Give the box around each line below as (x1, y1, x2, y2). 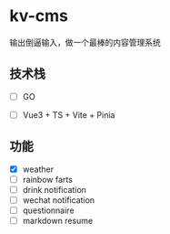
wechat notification (22, 194, 95, 206)
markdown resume (22, 216, 94, 226)
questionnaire (22, 205, 75, 216)
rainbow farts (22, 174, 73, 185)
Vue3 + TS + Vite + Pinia (22, 109, 115, 120)
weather (22, 164, 55, 175)
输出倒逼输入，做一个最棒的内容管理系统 (9, 37, 161, 48)
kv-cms (9, 5, 68, 27)
